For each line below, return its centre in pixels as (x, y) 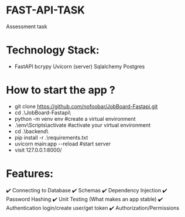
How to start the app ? (61, 90)
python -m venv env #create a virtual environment (75, 118)
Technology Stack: (53, 50)
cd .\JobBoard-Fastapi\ (43, 113)
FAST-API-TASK (45, 10)
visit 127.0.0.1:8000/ (38, 150)
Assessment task (27, 26)
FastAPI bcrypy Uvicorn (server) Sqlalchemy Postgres (80, 66)
